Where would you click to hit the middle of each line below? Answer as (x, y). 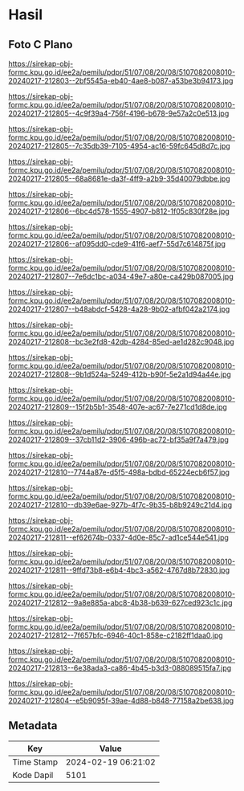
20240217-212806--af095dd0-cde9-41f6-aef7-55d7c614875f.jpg (117, 244)
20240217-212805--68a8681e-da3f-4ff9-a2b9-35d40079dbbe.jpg (119, 179)
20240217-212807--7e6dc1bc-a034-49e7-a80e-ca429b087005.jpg (121, 276)
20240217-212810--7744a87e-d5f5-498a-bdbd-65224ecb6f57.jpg (119, 472)
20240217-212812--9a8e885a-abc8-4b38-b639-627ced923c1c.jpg (120, 603)
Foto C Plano (41, 45)
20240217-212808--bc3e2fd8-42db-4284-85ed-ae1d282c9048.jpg (121, 342)
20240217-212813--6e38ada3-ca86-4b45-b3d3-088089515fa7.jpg (120, 668)
